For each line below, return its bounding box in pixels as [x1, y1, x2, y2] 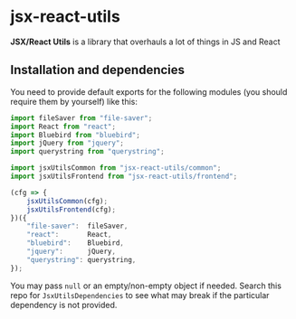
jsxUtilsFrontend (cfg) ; [26, 205, 117, 214]
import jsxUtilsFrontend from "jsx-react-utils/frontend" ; [10, 172, 238, 181]
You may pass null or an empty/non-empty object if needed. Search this [10, 280, 282, 291]
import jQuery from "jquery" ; [10, 138, 125, 148]
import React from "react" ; [10, 122, 117, 131]
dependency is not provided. [10, 299, 118, 310]
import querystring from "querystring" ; [10, 147, 166, 156]
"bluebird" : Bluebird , [26, 239, 125, 248]
